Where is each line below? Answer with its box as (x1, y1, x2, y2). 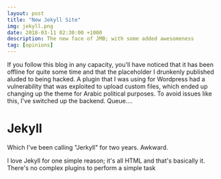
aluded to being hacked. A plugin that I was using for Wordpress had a (7, 75, 205, 83)
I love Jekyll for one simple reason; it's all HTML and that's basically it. (7, 156, 205, 165)
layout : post (7, 10, 44, 17)
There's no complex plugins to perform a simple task (7, 163, 156, 171)
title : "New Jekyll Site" (7, 16, 81, 23)
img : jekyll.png (7, 23, 53, 29)
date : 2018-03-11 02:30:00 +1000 (7, 29, 103, 36)
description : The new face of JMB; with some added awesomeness (7, 36, 194, 42)
